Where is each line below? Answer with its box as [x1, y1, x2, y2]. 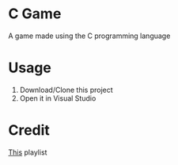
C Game [8, 5, 62, 23]
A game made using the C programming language [8, 31, 171, 40]
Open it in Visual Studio [19, 93, 97, 103]
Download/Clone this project [19, 85, 113, 94]
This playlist [8, 148, 47, 157]
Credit [8, 121, 50, 140]
